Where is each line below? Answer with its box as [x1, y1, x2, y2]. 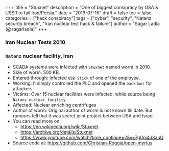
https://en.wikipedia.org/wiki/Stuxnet [20, 123, 99, 130]
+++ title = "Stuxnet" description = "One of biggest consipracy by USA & [5, 5, 158, 10]
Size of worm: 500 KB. [12, 69, 60, 75]
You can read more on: [12, 118, 61, 124]
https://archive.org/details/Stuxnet [20, 129, 93, 135]
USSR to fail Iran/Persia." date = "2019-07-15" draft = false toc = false [5, 10, 152, 16]
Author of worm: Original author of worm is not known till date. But [12, 107, 153, 114]
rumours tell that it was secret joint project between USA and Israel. [12, 113, 155, 119]
